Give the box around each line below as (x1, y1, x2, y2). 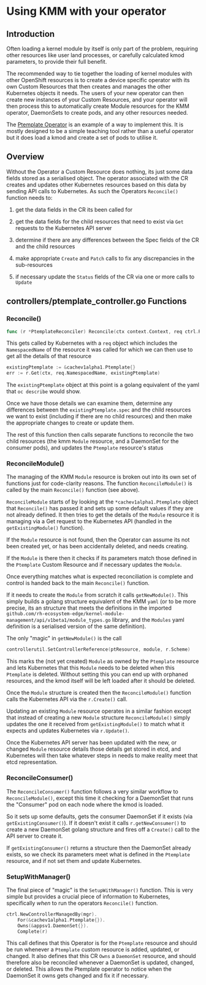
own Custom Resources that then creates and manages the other (6, 83, 171, 90)
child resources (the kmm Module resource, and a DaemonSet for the (6, 437, 179, 445)
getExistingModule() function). (6, 524, 85, 532)
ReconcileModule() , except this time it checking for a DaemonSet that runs (6, 794, 194, 802)
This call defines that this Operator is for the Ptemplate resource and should (6, 940, 197, 947)
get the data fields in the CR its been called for (15, 205, 133, 213)
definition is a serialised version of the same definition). (6, 623, 147, 630)
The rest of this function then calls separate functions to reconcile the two (6, 431, 194, 439)
